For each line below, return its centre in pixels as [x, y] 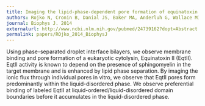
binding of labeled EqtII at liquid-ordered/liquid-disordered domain [90, 90]
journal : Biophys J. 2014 [39, 23]
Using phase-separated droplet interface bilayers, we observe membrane [99, 51]
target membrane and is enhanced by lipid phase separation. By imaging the [102, 71]
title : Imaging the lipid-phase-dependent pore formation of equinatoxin [102, 12]
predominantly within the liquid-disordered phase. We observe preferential [100, 84]
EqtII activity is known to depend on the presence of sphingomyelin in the [99, 65]
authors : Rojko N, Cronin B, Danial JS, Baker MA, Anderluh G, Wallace [99, 18]
